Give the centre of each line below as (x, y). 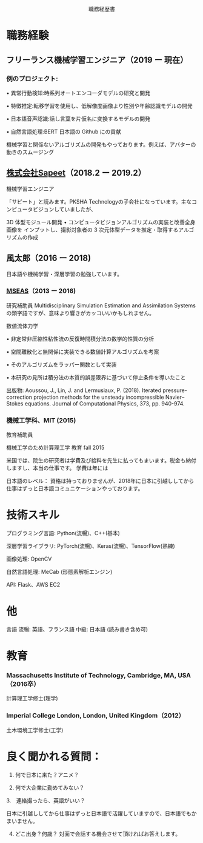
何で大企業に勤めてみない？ (50, 787)
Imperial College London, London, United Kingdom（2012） (95, 716)
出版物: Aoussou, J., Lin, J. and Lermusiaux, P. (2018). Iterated (84, 390)
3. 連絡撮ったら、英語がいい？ (46, 800)
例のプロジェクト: (32, 79)
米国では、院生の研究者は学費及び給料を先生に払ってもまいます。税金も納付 (101, 461)
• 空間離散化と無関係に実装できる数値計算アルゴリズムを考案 (83, 352)
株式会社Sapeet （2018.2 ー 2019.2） (76, 173)
